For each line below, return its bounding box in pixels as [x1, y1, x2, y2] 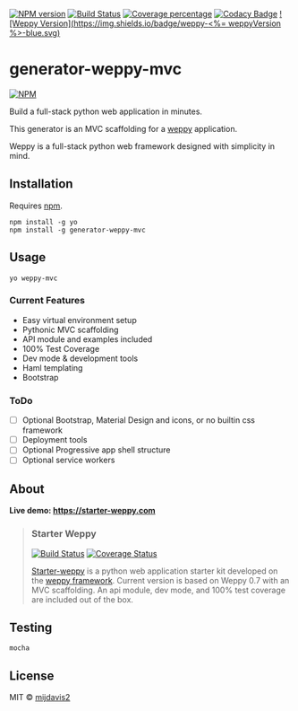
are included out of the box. [30, 593, 134, 605]
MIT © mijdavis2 [9, 692, 71, 703]
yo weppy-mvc [9, 274, 58, 283]
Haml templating [21, 362, 83, 373]
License [9, 668, 55, 683]
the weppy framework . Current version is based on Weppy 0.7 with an [30, 575, 290, 585]
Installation [9, 176, 73, 192]
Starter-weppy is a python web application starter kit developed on [30, 566, 278, 576]
